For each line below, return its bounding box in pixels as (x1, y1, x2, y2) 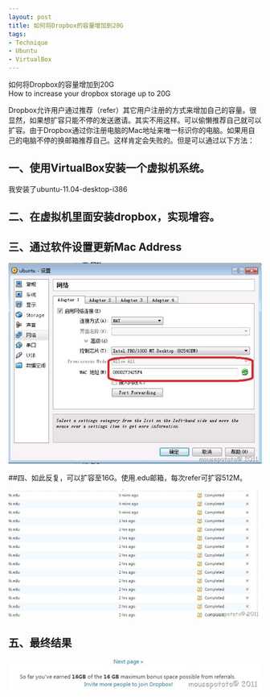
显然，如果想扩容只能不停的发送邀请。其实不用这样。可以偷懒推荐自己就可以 (8, 115, 262, 125)
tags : (8, 30, 27, 38)
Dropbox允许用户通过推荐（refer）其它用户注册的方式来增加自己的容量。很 (8, 106, 257, 114)
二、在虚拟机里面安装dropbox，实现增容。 (8, 210, 221, 224)
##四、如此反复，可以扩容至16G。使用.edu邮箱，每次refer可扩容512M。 (8, 473, 247, 483)
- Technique (8, 39, 48, 47)
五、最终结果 (8, 636, 72, 649)
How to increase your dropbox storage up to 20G (8, 89, 171, 98)
